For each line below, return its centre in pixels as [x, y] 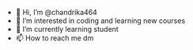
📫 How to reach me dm [55, 38]
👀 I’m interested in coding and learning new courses [100, 21]
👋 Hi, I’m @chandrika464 [56, 12]
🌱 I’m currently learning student [67, 29]
